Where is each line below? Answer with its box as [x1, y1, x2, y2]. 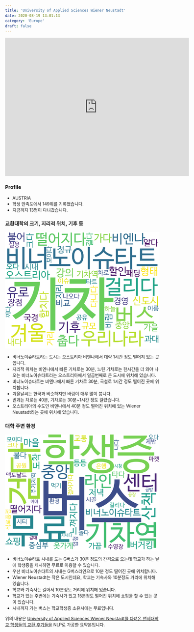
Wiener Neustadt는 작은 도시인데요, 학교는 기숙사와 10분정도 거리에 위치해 [12, 575, 156, 580]
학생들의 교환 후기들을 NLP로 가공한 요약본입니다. [10, 622, 105, 628]
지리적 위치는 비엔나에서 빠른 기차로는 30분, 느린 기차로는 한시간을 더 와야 [12, 366, 153, 372]
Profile [5, 184, 22, 191]
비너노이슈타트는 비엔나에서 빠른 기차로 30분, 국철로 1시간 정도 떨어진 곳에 [12, 378, 154, 384]
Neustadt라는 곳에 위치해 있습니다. [12, 409, 79, 415]
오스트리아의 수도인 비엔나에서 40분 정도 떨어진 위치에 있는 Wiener [12, 403, 141, 409]
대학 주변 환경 [5, 423, 36, 430]
